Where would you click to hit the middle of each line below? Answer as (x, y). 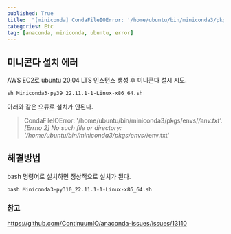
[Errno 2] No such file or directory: (73, 128)
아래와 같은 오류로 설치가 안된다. (51, 107)
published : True (30, 13)
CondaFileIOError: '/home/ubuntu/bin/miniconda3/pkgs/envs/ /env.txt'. (123, 120)
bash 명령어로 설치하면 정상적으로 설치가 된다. (69, 176)
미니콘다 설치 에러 (43, 62)
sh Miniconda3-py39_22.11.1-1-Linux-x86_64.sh (75, 94)
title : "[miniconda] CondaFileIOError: (66, 20)
